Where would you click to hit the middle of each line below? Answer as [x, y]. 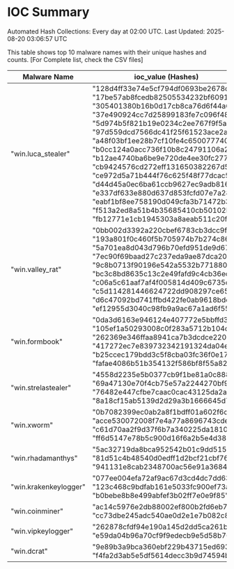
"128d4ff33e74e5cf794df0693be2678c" [162, 88]
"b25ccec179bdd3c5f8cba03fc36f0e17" [162, 354]
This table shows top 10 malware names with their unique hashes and [107, 52]
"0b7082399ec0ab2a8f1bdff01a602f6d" [162, 412]
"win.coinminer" [37, 511]
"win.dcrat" [29, 551]
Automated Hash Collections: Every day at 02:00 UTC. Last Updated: [106, 31]
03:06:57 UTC [47, 38]
